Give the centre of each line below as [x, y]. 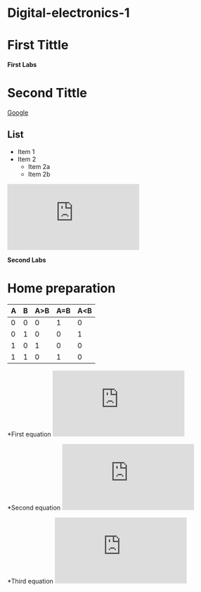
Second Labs [27, 260]
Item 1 [26, 151]
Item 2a [39, 166]
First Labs [22, 65]
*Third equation [31, 581]
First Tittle [38, 45]
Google [18, 113]
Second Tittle [47, 93]
